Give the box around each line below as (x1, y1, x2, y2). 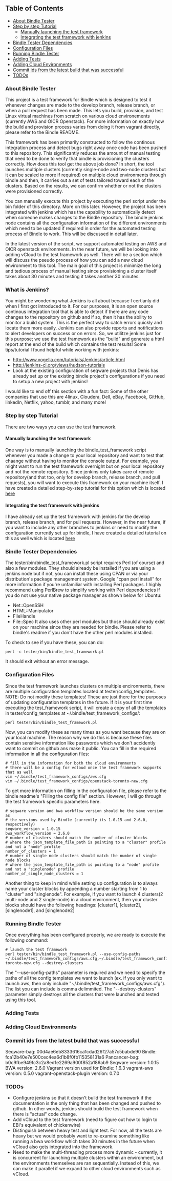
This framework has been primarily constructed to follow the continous (5, 139, 155, 146)
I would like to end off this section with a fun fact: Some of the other (5, 388, 148, 395)
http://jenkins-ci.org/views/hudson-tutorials (12, 362, 105, 368)
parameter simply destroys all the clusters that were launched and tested (5, 991, 159, 997)
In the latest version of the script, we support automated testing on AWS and (5, 241, 167, 247)
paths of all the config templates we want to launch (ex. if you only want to (5, 975, 163, 981)
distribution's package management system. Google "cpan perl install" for (5, 576, 162, 582)
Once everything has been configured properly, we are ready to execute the (5, 932, 166, 938)
